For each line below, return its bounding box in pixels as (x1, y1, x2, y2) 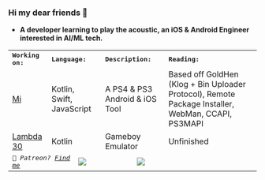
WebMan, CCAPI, (168, 108, 233, 119)
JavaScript (50, 103, 92, 114)
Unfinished (168, 136, 209, 147)
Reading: (168, 54, 200, 63)
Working (12, 51, 39, 60)
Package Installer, (168, 99, 235, 110)
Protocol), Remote (168, 88, 236, 99)
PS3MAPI (168, 118, 203, 129)
